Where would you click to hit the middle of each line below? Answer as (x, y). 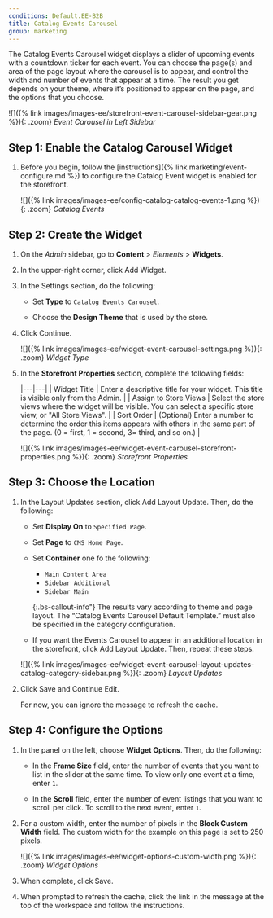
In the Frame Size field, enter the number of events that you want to (146, 766)
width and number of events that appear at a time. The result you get (124, 80)
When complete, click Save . (67, 881)
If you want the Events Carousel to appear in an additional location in (147, 639)
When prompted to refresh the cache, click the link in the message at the (142, 896)
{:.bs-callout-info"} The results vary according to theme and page (143, 607)
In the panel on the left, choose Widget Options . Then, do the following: (141, 749)
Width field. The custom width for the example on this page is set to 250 (142, 832)
